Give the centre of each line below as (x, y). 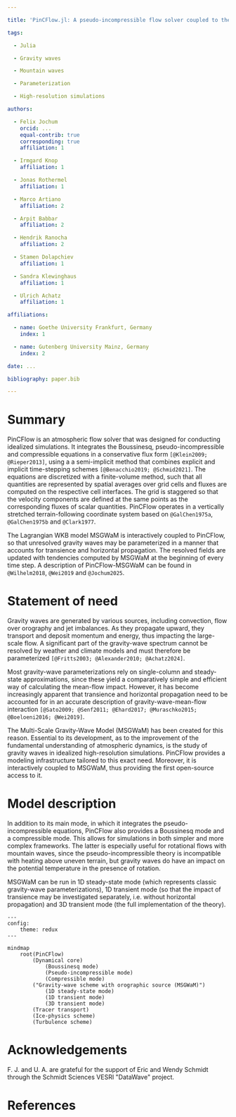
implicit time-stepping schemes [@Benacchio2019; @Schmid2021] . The (106, 469)
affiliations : (28, 315)
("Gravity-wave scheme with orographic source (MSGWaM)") (119, 985)
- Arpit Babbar (36, 218)
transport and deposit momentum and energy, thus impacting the (101, 636)
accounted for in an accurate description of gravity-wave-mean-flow (107, 702)
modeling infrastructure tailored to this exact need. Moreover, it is (102, 760)
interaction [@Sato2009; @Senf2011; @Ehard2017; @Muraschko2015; (102, 710)
